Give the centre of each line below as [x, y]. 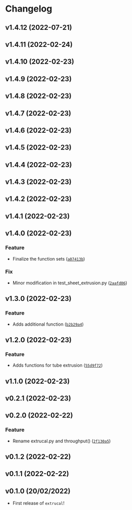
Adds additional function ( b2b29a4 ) [48, 324]
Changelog [29, 9]
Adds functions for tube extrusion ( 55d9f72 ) [58, 365]
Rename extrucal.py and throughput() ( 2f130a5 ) [61, 441]
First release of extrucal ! [38, 503]
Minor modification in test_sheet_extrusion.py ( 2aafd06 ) [70, 283]
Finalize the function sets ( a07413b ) [49, 259]
